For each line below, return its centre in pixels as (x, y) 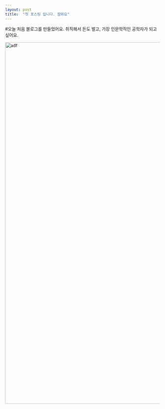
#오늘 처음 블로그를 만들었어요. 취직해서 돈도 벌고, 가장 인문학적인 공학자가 (77, 29)
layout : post (18, 10)
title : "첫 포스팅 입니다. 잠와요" (37, 14)
